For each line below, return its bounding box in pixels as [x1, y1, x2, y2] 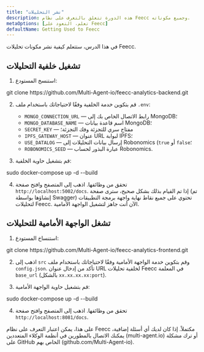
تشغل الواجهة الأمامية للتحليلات [6, 218, 111, 229]
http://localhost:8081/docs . [15, 313, 89, 321]
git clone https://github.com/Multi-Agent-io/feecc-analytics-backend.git [6, 89, 189, 96]
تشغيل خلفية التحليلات [6, 61, 81, 71]
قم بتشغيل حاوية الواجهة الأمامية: [15, 283, 90, 290]
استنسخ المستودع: [15, 77, 58, 85]
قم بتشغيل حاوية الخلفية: [15, 157, 72, 164]
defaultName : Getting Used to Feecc [6, 26, 100, 33]
